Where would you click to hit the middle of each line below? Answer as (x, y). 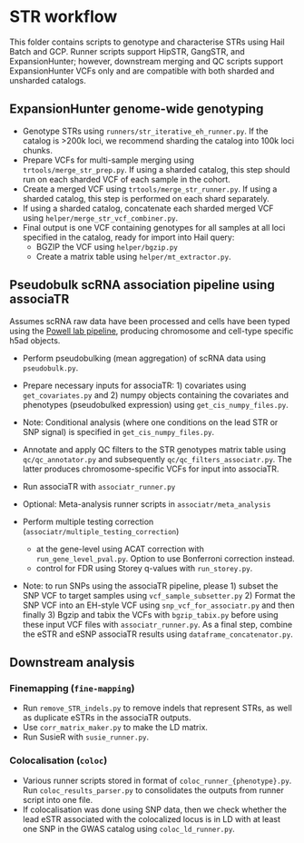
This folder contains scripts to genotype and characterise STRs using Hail (147, 42)
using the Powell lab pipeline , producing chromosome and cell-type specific (152, 331)
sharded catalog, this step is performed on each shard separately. (146, 198)
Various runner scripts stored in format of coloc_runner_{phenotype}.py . (157, 780)
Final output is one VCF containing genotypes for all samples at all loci (154, 227)
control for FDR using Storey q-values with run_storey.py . (144, 568)
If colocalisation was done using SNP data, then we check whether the (155, 809)
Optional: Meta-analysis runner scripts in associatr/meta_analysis (147, 504)
